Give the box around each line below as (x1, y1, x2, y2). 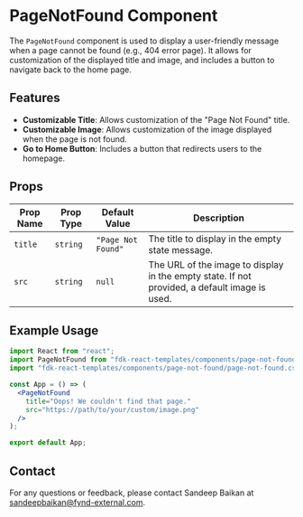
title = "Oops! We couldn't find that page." (25, 397, 192, 406)
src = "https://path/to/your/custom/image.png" (25, 405, 200, 414)
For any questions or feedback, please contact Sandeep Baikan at (9, 487, 254, 498)
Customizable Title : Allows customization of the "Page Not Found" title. (22, 114, 290, 125)
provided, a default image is (148, 281, 266, 294)
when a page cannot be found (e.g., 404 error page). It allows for (9, 44, 252, 55)
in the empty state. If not (148, 269, 252, 282)
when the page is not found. (22, 133, 128, 145)
